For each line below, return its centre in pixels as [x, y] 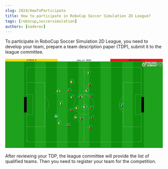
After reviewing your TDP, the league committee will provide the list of [77, 156]
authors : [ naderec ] [25, 27]
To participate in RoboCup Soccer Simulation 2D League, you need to [77, 41]
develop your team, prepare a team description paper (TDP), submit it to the [83, 47]
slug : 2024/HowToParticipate [35, 11]
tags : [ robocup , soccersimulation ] [41, 21]
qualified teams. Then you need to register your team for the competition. [81, 161]
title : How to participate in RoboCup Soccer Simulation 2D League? [78, 16]
